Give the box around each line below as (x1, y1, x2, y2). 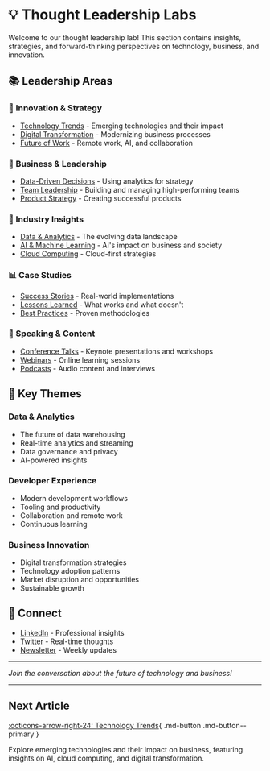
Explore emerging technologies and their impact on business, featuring (8, 744, 243, 754)
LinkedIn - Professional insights (19, 628, 125, 637)
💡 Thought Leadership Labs (8, 6, 197, 24)
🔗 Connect (8, 607, 62, 620)
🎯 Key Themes (8, 387, 82, 400)
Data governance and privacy (19, 446, 118, 456)
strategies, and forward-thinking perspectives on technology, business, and (8, 41, 260, 51)
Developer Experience (8, 475, 97, 487)
